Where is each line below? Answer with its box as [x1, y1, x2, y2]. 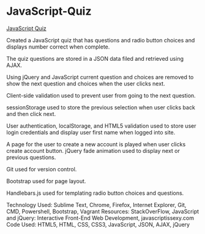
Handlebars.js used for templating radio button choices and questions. [6, 189, 184, 197]
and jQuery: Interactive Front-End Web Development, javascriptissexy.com [6, 214, 195, 222]
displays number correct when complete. [6, 43, 110, 50]
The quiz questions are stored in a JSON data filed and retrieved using [6, 55, 184, 62]
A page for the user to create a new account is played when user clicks [6, 140, 186, 148]
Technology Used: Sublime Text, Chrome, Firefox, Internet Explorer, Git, [6, 201, 187, 208]
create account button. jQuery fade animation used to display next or [6, 147, 181, 154]
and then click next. [6, 110, 56, 117]
